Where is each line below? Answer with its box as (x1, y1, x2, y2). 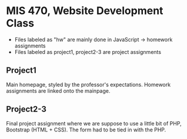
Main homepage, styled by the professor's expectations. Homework (6, 81, 171, 88)
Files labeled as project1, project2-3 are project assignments (14, 48, 162, 55)
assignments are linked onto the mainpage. (6, 87, 111, 94)
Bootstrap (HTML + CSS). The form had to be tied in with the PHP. (6, 126, 166, 133)
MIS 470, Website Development (6, 4, 163, 18)
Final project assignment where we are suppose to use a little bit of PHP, (6, 120, 182, 127)
